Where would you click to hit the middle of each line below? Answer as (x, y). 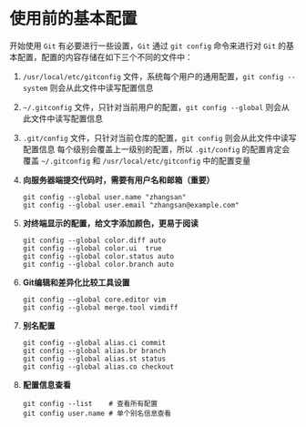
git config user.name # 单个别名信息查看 (97, 413)
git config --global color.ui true (92, 248)
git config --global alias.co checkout (98, 366)
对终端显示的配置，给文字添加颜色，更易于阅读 (110, 223)
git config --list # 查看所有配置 (90, 403)
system (35, 88)
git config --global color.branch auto (98, 264)
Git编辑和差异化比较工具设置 (76, 282)
